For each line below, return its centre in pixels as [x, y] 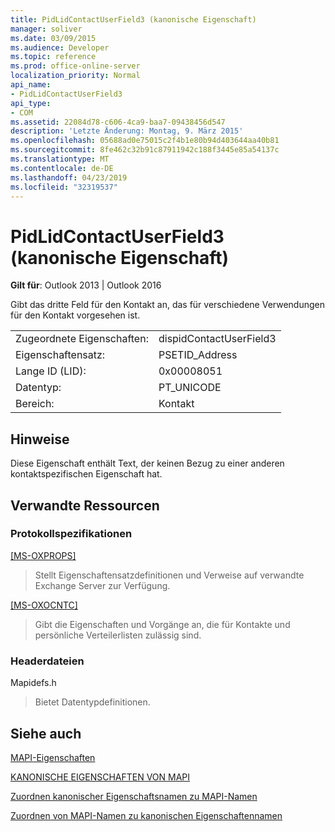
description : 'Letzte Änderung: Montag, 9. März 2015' [127, 131]
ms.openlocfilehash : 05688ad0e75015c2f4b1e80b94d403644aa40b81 [145, 141]
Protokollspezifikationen [71, 534]
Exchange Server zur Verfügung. [102, 585]
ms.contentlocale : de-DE [62, 168]
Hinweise [40, 439]
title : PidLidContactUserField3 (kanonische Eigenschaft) [133, 19]
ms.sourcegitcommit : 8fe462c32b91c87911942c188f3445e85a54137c [145, 150]
